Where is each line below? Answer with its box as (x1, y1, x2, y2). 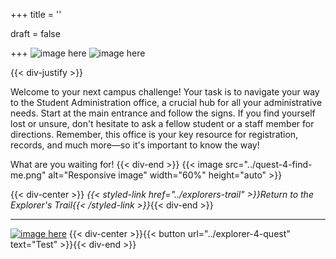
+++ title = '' (10, 9, 62, 20)
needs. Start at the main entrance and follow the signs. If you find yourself (10, 107, 316, 119)
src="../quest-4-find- (224, 159, 313, 170)
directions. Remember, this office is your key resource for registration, (10, 129, 299, 140)
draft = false (10, 28, 61, 39)
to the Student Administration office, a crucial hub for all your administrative (10, 97, 323, 108)
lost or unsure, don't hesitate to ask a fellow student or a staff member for (10, 118, 315, 129)
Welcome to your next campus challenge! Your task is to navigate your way (10, 86, 320, 98)
